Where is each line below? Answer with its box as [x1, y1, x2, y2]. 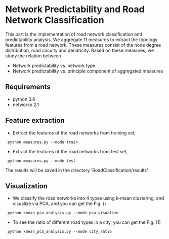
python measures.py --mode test [7, 158, 76, 163]
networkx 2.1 [12, 101, 39, 108]
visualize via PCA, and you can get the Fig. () [12, 200, 106, 207]
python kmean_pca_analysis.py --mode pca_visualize [7, 211, 119, 216]
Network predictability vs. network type [12, 62, 96, 69]
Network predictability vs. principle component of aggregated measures [12, 67, 163, 74]
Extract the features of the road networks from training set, [12, 129, 136, 135]
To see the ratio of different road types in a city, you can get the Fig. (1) [12, 219, 161, 225]
